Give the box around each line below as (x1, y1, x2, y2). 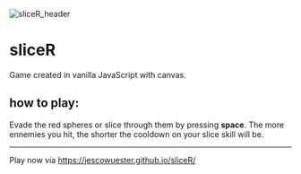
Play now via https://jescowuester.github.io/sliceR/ (9, 154, 196, 165)
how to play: (9, 95, 80, 111)
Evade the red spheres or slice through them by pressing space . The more (9, 119, 285, 130)
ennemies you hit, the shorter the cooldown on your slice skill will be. (9, 128, 264, 139)
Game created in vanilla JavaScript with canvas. (9, 69, 186, 80)
